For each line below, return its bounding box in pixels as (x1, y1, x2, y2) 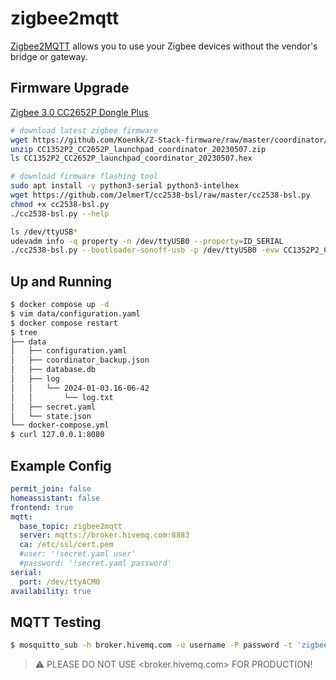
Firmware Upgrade (10, 80, 130, 97)
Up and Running (10, 273, 113, 290)
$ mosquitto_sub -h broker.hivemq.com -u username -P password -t (10, 640, 293, 651)
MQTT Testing (10, 613, 102, 631)
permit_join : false (10, 484, 92, 494)
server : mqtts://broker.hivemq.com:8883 (19, 530, 190, 541)
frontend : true (10, 502, 74, 512)
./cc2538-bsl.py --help (10, 208, 110, 219)
